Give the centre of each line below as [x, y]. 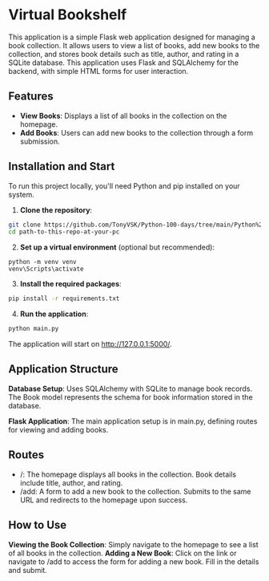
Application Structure [63, 370]
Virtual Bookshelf [68, 15]
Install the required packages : [70, 284]
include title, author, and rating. [71, 482]
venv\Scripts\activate [46, 269]
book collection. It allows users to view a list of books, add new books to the [134, 45]
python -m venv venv [43, 262]
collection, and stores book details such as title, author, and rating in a [124, 54]
